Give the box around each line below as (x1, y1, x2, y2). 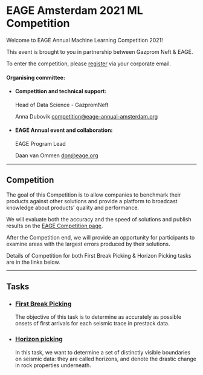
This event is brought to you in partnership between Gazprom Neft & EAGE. (6, 48, 193, 55)
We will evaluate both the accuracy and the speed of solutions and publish (6, 215, 192, 223)
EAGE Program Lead (14, 140, 66, 147)
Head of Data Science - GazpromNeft (14, 101, 109, 108)
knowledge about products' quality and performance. (6, 204, 140, 211)
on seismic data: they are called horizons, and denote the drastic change (14, 355, 196, 362)
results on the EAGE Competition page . (6, 222, 103, 229)
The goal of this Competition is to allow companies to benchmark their (6, 191, 181, 198)
